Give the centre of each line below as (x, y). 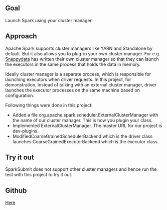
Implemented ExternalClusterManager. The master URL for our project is (87, 126)
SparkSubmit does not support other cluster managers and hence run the (81, 169)
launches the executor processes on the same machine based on (73, 90)
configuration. (20, 95)
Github (16, 190)
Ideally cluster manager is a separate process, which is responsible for (78, 74)
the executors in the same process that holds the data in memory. (73, 64)
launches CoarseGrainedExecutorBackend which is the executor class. (86, 141)
